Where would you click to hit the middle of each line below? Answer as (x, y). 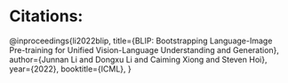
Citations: (46, 16)
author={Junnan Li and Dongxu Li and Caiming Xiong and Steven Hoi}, (138, 59)
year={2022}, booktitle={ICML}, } (70, 69)
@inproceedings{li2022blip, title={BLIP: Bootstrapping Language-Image (141, 41)
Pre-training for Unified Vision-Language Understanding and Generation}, (144, 49)
